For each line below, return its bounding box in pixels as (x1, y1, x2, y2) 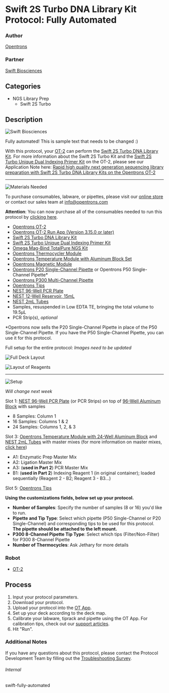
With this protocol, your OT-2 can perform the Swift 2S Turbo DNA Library (5, 148, 158, 154)
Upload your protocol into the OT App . (12, 605, 92, 611)
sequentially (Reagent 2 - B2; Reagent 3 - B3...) (12, 475, 111, 481)
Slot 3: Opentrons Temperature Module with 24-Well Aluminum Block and (5, 434, 157, 440)
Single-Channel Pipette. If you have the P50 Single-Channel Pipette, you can (5, 330, 164, 336)
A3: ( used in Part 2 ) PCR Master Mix (12, 465, 88, 471)
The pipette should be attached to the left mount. (12, 526, 117, 532)
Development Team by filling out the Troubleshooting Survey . (5, 655, 132, 661)
